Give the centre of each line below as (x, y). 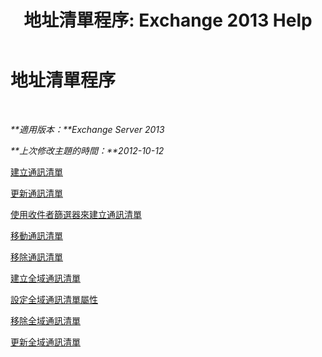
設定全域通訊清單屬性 (54, 299)
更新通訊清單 (36, 193)
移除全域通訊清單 (45, 320)
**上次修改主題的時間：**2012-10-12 (87, 150)
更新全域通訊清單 (45, 342)
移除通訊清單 (36, 257)
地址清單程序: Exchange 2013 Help (168, 20)
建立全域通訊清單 (45, 278)
